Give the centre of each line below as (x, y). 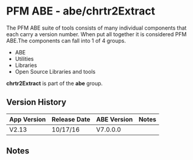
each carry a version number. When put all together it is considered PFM (96, 34)
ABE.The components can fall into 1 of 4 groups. (66, 40)
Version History (36, 102)
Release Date (71, 119)
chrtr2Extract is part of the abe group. (55, 83)
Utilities (24, 59)
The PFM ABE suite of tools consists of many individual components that (96, 28)
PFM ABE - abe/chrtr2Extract (81, 11)
